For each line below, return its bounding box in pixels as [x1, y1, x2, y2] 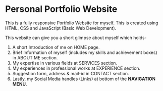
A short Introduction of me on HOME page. [12, 44, 100, 50]
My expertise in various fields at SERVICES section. [12, 60, 117, 66]
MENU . [12, 81, 27, 87]
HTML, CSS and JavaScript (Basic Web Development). [5, 25, 116, 31]
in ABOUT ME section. [12, 54, 58, 60]
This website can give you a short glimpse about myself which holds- [5, 35, 147, 41]
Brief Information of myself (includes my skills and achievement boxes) [12, 49, 158, 55]
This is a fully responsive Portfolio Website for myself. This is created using [5, 20, 159, 26]
